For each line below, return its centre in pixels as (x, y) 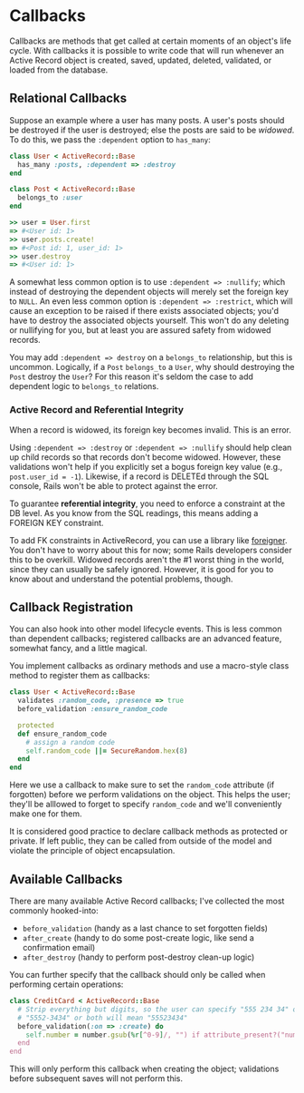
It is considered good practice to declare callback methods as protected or (148, 832)
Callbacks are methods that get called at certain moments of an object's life (151, 41)
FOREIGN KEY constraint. (57, 522)
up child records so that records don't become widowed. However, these (145, 457)
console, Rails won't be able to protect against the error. (114, 485)
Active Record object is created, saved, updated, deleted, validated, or (141, 60)
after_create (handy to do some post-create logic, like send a (138, 938)
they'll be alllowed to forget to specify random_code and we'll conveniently (146, 805)
